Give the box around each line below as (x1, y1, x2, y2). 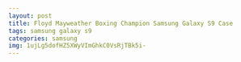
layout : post (8, 11, 53, 20)
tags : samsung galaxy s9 (8, 27, 92, 35)
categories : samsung (8, 34, 78, 43)
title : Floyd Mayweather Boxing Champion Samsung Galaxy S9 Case (8, 19, 233, 27)
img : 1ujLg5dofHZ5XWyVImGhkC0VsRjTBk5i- (8, 42, 147, 50)
